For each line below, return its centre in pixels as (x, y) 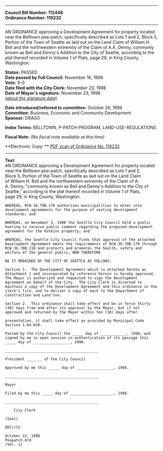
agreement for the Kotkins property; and (48, 231)
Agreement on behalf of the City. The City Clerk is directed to (73, 282)
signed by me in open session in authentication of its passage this (77, 338)
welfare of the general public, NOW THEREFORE (53, 253)
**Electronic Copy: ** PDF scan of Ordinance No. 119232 (62, 146)
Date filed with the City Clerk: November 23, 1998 (56, 88)
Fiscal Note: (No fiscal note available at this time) (55, 137)
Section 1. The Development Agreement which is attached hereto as (76, 270)
